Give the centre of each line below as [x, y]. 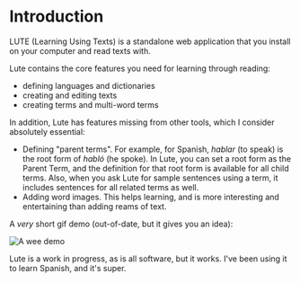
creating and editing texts [70, 95]
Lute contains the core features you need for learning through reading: [140, 68]
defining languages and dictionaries [88, 85]
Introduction [57, 17]
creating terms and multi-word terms [90, 104]
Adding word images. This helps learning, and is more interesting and [151, 197]
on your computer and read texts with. [80, 50]
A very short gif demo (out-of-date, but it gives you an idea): [121, 224]
